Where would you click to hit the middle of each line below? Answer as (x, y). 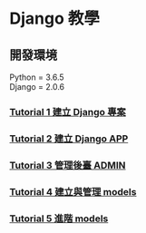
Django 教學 (54, 19)
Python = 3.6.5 (37, 77)
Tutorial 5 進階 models (59, 218)
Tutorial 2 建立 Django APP (69, 139)
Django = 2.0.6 (37, 87)
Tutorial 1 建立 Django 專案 (68, 112)
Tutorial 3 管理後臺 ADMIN (68, 165)
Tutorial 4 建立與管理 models (73, 191)
